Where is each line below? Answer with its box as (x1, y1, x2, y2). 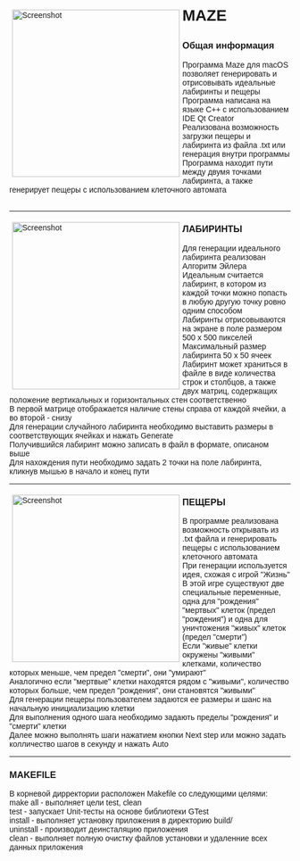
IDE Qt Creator (182, 113, 235, 123)
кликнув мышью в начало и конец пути (9, 466, 150, 476)
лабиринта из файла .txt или (182, 140, 286, 150)
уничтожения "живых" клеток (182, 623, 287, 633)
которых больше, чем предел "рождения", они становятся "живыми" (9, 685, 256, 696)
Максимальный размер (182, 341, 267, 352)
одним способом (182, 305, 243, 316)
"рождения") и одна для (182, 614, 269, 625)
